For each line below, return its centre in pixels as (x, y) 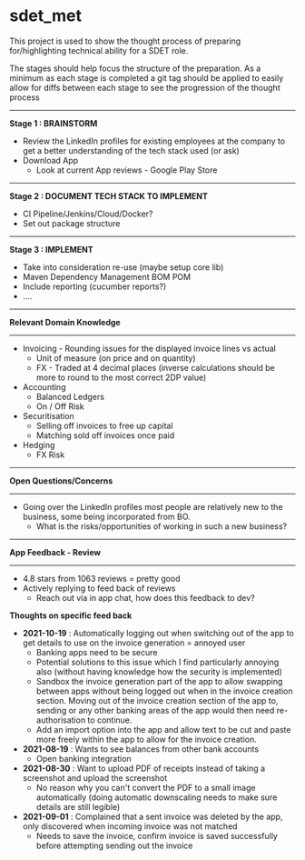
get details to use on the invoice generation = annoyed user (134, 643)
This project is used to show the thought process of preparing (125, 41)
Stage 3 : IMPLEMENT (51, 249)
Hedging (39, 445)
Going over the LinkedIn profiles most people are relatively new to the (152, 506)
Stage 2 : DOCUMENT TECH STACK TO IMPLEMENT (109, 195)
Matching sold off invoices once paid (105, 435)
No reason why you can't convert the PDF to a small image (146, 787)
